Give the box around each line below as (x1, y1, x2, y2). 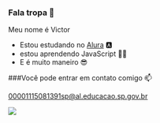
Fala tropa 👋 (8, 7, 55, 18)
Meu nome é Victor (8, 25, 71, 35)
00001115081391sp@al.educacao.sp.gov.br (8, 91, 148, 101)
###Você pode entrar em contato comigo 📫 (8, 73, 152, 83)
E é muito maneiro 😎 (19, 58, 88, 67)
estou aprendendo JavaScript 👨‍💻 (19, 49, 128, 58)
